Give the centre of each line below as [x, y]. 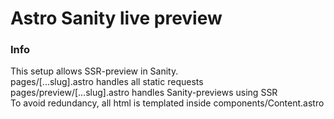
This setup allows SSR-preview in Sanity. [94, 71]
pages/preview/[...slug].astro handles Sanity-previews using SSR [144, 93]
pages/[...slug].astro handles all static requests [107, 82]
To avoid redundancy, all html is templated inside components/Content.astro [167, 103]
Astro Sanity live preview [116, 18]
